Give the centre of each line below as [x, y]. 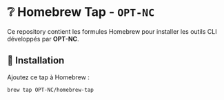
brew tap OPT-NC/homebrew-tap [51, 90]
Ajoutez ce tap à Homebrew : [48, 77]
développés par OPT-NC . [43, 39]
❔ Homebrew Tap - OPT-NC [81, 12]
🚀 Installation [36, 60]
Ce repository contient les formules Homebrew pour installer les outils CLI [112, 31]
